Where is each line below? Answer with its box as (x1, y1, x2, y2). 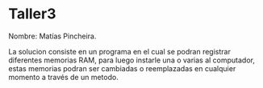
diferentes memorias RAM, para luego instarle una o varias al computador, (8, 55, 256, 65)
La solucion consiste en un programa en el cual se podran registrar (8, 46, 232, 56)
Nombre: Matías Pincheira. (8, 31, 97, 41)
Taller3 (8, 5, 56, 23)
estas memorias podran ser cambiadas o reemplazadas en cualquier (8, 63, 236, 73)
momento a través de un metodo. (8, 72, 119, 82)
